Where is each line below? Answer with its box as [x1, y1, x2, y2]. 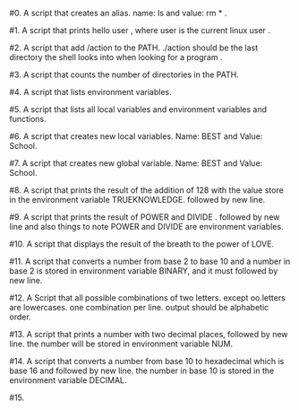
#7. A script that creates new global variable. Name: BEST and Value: [9, 158, 263, 169]
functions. [9, 114, 47, 124]
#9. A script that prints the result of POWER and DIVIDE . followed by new [9, 212, 280, 222]
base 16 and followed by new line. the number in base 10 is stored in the [9, 365, 275, 376]
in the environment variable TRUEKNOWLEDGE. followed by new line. [9, 195, 266, 205]
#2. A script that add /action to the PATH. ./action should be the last [9, 42, 259, 53]
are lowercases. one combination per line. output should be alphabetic [9, 302, 269, 312]
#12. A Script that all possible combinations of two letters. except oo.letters [9, 292, 286, 303]
